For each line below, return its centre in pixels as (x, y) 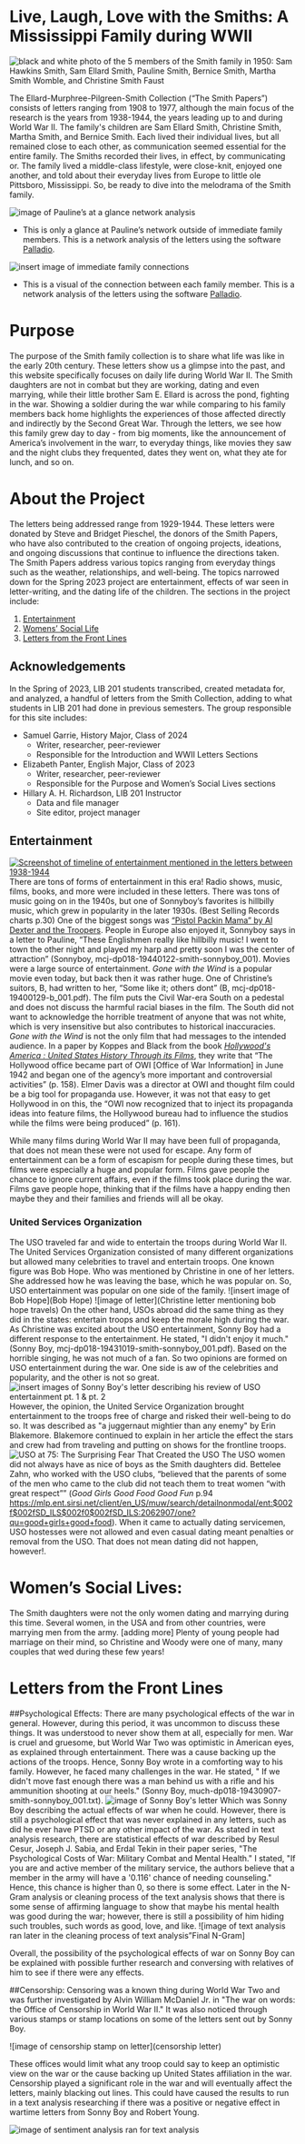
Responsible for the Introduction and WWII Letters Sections (147, 754)
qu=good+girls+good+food (61, 1522)
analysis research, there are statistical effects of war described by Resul (144, 1839)
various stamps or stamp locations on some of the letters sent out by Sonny (151, 2019)
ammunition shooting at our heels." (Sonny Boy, (98, 1791)
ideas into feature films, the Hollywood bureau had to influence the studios (149, 1114)
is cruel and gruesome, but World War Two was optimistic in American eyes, (152, 1742)
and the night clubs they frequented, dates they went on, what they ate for (148, 452)
